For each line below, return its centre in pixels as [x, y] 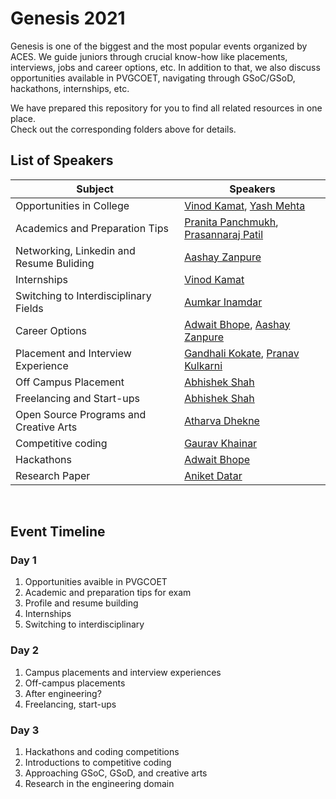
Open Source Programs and [81, 414]
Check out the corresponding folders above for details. [123, 129]
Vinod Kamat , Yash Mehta [245, 205]
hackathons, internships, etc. [70, 88]
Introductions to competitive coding [98, 763]
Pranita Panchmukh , [231, 222]
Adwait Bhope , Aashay [237, 324]
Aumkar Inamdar [223, 302]
